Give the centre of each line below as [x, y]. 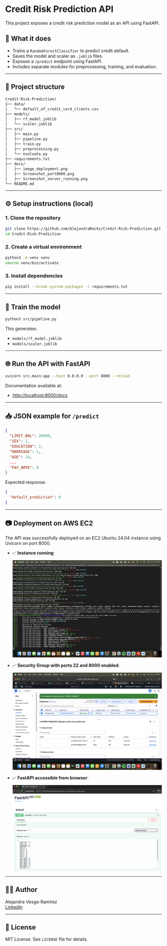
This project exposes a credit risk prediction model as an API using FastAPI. [83, 23]
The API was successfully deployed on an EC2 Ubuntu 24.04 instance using [83, 538]
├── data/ [15, 104]
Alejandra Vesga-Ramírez [31, 902]
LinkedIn [14, 907]
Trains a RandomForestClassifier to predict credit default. [71, 50]
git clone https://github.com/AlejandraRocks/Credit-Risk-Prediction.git [83, 229]
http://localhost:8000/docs [40, 395]
